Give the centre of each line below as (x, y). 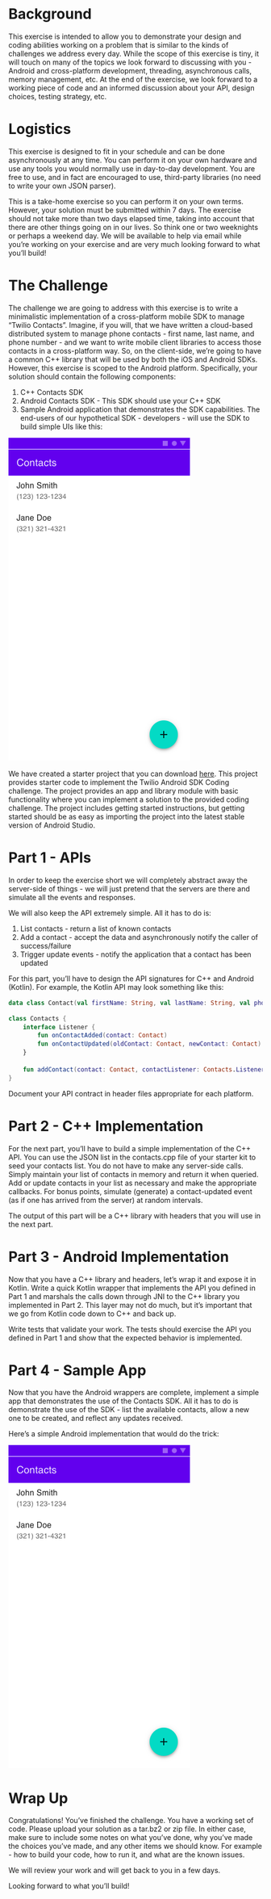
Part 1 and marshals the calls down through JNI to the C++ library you (124, 1296)
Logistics (40, 129)
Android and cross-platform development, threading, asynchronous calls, (130, 70)
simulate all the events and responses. (72, 897)
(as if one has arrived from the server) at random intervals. (106, 1200)
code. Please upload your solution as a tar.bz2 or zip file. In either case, (127, 1829)
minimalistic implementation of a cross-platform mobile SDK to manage (127, 316)
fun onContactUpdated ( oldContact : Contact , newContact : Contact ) (150, 1044)
